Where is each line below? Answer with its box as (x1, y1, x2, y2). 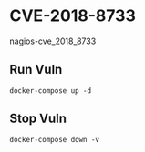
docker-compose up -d (9, 86, 92, 96)
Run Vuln (9, 62, 63, 77)
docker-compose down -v (9, 135, 100, 144)
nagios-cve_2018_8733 (9, 35, 97, 46)
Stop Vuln (9, 111, 67, 127)
